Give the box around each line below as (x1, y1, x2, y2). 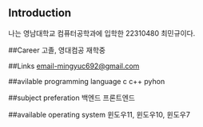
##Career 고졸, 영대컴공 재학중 (8, 45, 106, 55)
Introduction (8, 6, 72, 20)
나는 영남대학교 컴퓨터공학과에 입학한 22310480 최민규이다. (8, 28, 196, 38)
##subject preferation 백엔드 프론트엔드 (8, 93, 136, 102)
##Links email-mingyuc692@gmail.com (8, 61, 140, 71)
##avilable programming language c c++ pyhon (8, 76, 165, 86)
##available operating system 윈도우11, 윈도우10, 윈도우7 (8, 110, 190, 119)
